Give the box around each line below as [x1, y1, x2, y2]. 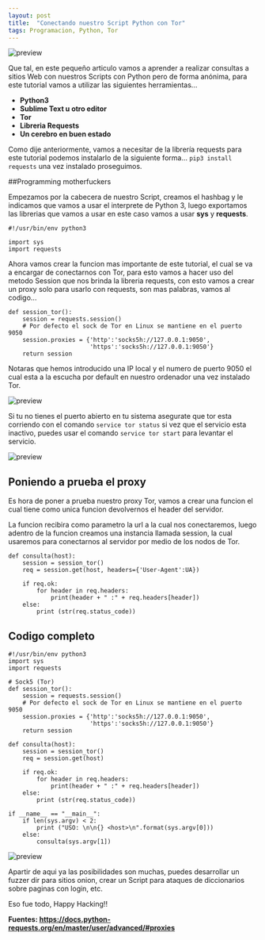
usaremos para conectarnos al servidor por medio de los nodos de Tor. [8, 537, 240, 547]
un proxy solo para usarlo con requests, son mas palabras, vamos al [8, 285, 231, 294]
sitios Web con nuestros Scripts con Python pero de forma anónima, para [8, 72, 248, 82]
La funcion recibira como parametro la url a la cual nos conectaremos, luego [8, 520, 257, 530]
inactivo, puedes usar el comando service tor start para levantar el [8, 428, 233, 438]
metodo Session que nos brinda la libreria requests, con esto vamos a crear [8, 276, 255, 286]
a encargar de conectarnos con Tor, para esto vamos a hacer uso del [8, 267, 233, 278]
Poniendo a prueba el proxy [8, 475, 146, 489]
